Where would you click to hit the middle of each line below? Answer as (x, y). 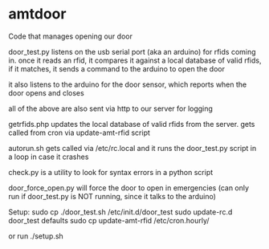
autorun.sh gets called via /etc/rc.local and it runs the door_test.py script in (132, 148)
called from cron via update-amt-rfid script (79, 133)
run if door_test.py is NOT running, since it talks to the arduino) (112, 196)
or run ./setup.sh (36, 236)
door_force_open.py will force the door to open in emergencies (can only (129, 188)
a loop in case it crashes (49, 157)
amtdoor (37, 14)
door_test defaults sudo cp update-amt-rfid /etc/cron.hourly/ (109, 220)
